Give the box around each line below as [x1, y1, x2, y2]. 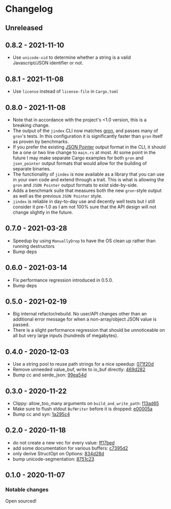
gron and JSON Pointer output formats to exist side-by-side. [12, 182, 138, 188]
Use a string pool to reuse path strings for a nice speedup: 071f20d [12, 361, 154, 367]
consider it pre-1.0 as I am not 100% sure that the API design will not [12, 204, 157, 210]
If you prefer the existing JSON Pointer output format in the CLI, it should [12, 144, 166, 150]
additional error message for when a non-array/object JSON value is [12, 316, 157, 323]
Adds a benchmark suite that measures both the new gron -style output [12, 187, 162, 194]
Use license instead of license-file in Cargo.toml [12, 88, 119, 95]
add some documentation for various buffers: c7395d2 [12, 445, 129, 451]
